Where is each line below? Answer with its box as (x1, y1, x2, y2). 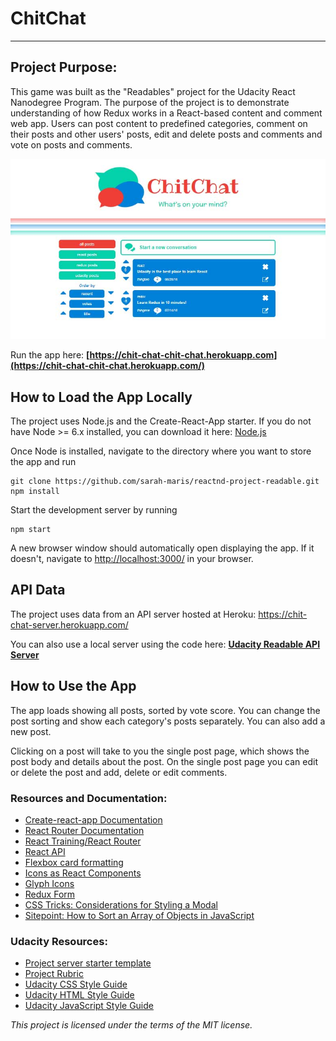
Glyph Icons (24, 877, 75, 889)
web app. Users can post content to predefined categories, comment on (10, 117, 308, 129)
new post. (10, 725, 52, 737)
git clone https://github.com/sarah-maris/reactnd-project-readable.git (10, 477, 320, 487)
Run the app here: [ (10, 349, 90, 361)
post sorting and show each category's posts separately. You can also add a (10, 715, 326, 727)
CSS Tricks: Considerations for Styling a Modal (24, 898, 218, 911)
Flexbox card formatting (24, 856, 124, 868)
